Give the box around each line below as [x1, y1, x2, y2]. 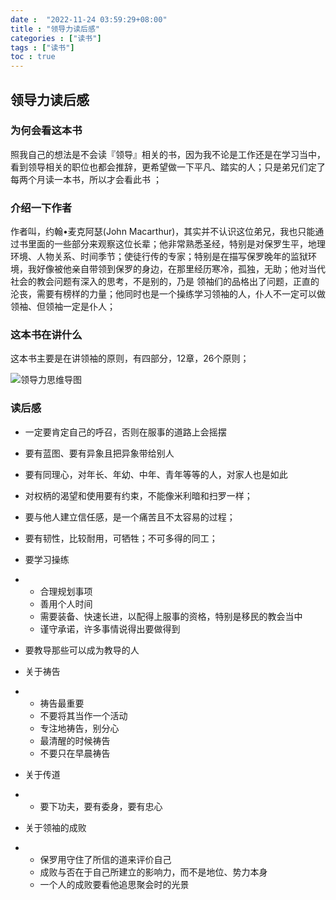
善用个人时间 [39, 597, 93, 610]
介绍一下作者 [10, 201, 73, 215]
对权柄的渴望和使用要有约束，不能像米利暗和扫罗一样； [24, 489, 253, 501]
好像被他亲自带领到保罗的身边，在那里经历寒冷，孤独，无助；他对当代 [36, 263, 326, 275]
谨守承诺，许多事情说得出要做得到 [39, 622, 181, 635]
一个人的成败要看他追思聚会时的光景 [39, 878, 190, 890]
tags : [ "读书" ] [10, 42, 75, 53]
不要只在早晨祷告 [39, 747, 111, 759]
